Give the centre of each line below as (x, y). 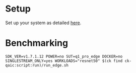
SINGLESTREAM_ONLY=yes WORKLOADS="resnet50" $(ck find (64, 61)
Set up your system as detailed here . (43, 23)
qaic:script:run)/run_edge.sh (37, 65)
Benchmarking (37, 43)
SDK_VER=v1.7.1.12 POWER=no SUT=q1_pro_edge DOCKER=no (64, 56)
